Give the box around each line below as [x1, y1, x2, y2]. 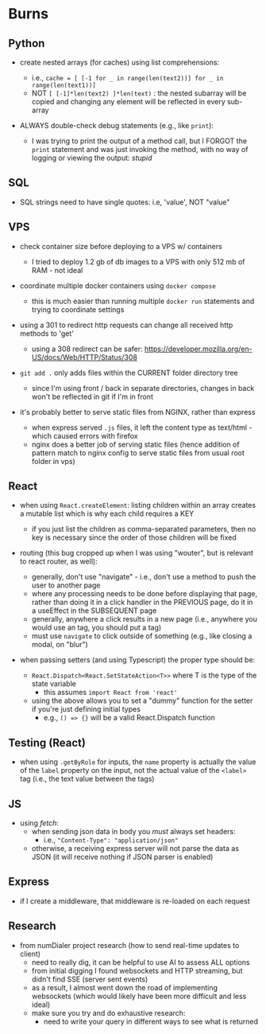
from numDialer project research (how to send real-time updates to [19, 940, 240, 950]
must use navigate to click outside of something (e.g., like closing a [31, 631, 253, 641]
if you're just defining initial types [31, 704, 141, 714]
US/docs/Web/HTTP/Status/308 [31, 352, 137, 362]
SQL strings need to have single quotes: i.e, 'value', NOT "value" [19, 197, 230, 207]
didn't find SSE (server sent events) [31, 974, 148, 984]
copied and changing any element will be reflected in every [31, 97, 226, 106]
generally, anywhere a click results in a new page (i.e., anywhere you [31, 615, 258, 624]
